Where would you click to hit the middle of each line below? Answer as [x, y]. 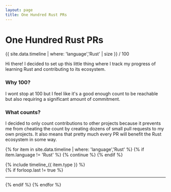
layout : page [19, 10]
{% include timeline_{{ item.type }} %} [45, 165]
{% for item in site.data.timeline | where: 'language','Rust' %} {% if [75, 149]
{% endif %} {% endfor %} [33, 185]
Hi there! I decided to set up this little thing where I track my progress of [81, 64]
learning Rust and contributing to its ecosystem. [55, 69]
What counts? [23, 112]
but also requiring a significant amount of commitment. [63, 99]
